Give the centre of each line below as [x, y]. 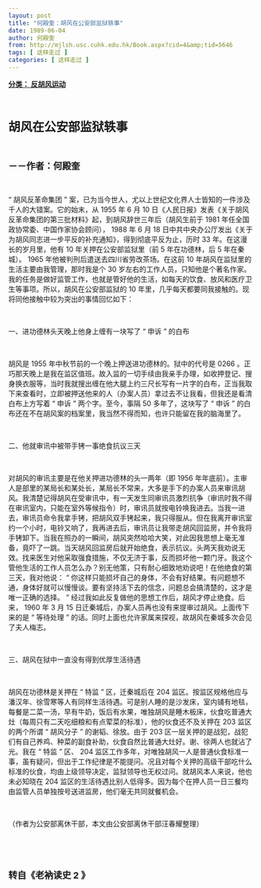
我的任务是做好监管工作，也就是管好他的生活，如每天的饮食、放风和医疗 [127, 278]
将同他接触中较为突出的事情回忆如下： [71, 298]
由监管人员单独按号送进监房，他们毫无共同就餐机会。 [95, 791]
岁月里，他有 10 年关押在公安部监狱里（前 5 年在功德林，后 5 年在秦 [133, 249]
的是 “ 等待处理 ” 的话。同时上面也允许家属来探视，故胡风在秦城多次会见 [134, 617]
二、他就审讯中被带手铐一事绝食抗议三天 [74, 446]
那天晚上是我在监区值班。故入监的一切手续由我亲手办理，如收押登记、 [130, 373]
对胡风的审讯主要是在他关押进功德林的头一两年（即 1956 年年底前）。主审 [128, 477]
